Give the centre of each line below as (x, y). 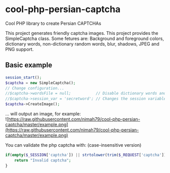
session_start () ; (24, 77)
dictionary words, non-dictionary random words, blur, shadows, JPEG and (82, 44)
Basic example (29, 65)
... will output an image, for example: (43, 114)
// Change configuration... (35, 88)
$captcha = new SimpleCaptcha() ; (40, 83)
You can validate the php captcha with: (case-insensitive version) (73, 145)
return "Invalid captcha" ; (43, 160)
